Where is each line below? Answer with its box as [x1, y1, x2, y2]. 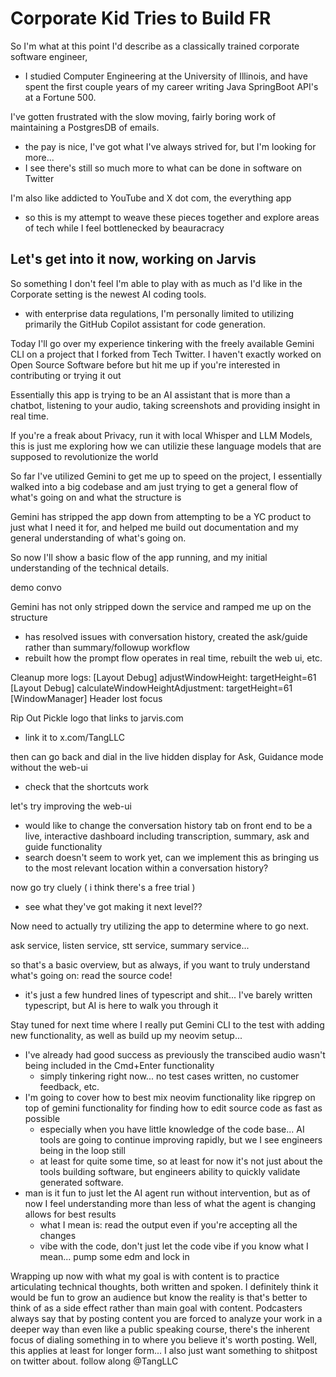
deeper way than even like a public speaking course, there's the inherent [10, 1323, 310, 1335]
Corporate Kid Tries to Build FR [10, 7, 272, 30]
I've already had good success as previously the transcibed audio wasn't [24, 1048, 326, 1061]
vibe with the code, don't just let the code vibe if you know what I [39, 1240, 309, 1252]
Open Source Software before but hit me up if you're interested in [10, 358, 281, 371]
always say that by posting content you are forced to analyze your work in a [10, 1312, 323, 1324]
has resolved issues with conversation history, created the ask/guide [24, 630, 308, 642]
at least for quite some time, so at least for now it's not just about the [39, 1155, 323, 1167]
